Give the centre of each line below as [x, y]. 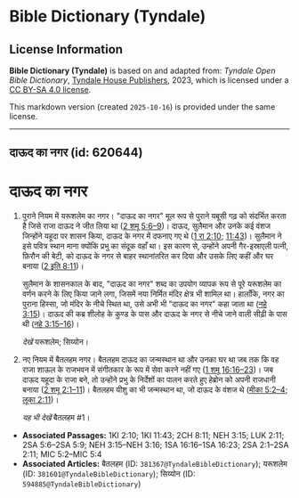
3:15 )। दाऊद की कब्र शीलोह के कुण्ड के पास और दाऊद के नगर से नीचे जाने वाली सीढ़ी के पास [154, 314]
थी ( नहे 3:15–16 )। [51, 324]
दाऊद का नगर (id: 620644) [76, 153]
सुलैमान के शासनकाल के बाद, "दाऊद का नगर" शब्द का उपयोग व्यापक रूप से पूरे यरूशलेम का [152, 284]
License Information [66, 49]
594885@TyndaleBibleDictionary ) [81, 484]
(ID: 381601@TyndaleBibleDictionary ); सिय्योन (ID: [109, 474]
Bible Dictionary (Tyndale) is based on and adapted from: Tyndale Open [142, 70]
